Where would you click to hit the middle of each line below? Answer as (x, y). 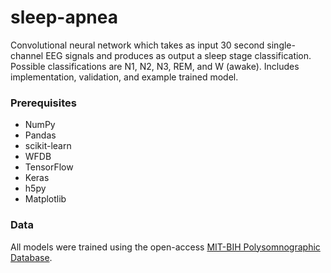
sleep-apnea (64, 17)
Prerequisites (43, 103)
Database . (31, 257)
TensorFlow (49, 167)
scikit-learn (48, 146)
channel (27, 55)
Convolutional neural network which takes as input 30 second (137, 45)
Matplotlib (45, 199)
